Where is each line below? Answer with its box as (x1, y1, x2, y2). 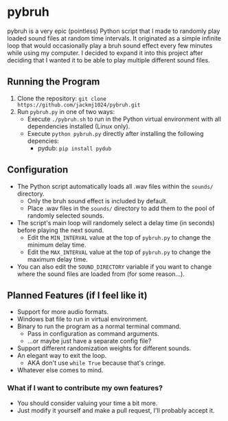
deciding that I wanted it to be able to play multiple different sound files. (7, 56, 211, 64)
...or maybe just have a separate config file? (27, 337, 152, 345)
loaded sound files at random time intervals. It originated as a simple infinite (7, 34, 222, 42)
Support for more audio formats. (16, 308, 109, 316)
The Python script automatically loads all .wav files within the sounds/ (16, 182, 214, 190)
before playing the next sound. (16, 226, 104, 234)
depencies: (27, 137, 60, 145)
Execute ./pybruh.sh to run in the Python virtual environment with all (27, 115, 222, 123)
